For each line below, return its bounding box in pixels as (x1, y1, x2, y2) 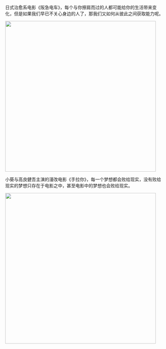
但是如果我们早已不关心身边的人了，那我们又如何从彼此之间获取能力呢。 (14, 11, 163, 17)
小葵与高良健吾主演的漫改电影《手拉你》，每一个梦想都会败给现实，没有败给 (5, 176, 161, 182)
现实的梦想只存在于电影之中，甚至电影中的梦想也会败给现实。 (5, 183, 133, 188)
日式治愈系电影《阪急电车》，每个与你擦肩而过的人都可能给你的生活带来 (5, 5, 152, 10)
